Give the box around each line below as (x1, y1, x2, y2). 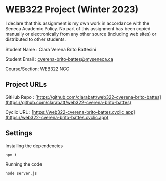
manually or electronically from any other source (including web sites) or (5, 31, 157, 37)
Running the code (5, 161, 43, 167)
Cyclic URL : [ (5, 109, 34, 115)
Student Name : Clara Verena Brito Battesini (5, 46, 96, 52)
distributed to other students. (5, 36, 66, 42)
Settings (5, 129, 33, 138)
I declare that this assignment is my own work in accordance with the (5, 20, 150, 26)
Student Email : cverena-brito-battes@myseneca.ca (5, 56, 114, 62)
